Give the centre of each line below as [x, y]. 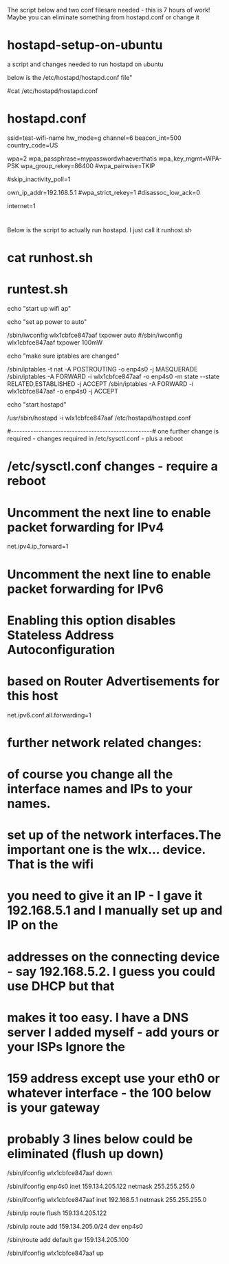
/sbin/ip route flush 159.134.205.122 [57, 1213]
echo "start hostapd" [37, 405]
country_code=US [33, 145]
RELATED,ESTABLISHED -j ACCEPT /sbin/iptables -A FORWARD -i [100, 384]
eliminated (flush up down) [86, 1154]
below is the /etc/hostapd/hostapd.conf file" [70, 77]
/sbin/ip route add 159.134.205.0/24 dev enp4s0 [75, 1226]
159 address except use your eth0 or [113, 1078]
